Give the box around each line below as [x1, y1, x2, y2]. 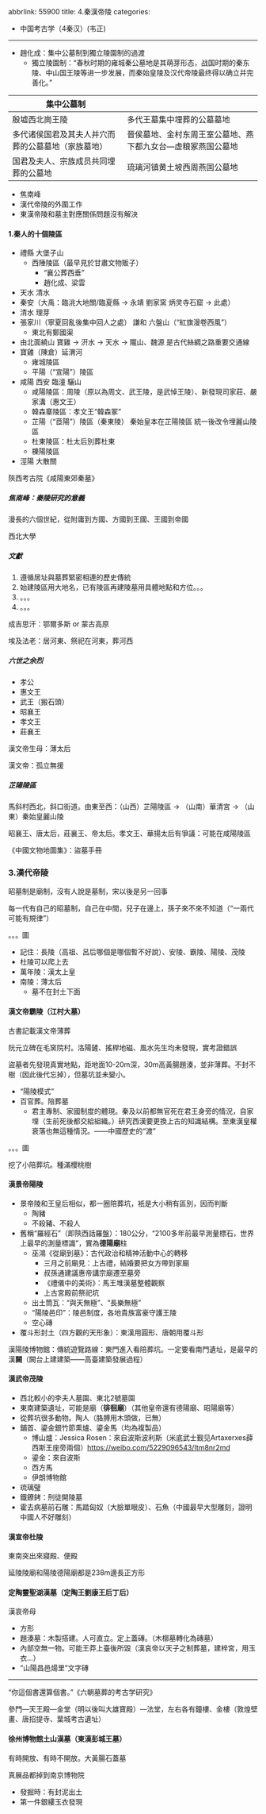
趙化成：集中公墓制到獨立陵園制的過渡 [19, 48, 145, 57]
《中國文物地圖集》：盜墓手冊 [8, 845, 102, 855]
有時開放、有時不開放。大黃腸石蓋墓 [8, 1753, 127, 1762]
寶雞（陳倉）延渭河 [19, 348, 83, 357]
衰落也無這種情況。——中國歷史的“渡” [31, 1126, 156, 1135]
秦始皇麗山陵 [21, 812, 64, 822]
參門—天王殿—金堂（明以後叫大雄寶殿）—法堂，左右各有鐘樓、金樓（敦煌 [8, 1704, 251, 1714]
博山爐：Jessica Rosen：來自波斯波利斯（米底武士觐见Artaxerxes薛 [31, 1432, 253, 1442]
